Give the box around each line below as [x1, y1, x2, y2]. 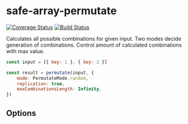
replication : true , [17, 81, 65, 87]
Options [6, 108, 37, 118]
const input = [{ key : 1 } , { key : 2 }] [6, 59, 108, 65]
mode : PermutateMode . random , [17, 75, 89, 81]
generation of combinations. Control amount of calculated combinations [6, 41, 182, 48]
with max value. [6, 47, 44, 54]
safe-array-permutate [6, 4, 117, 18]
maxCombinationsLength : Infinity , [17, 86, 102, 92]
